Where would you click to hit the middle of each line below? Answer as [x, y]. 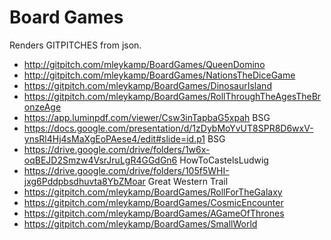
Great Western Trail [188, 181]
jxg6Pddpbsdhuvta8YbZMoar [84, 181]
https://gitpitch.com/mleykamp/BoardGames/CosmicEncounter [153, 202]
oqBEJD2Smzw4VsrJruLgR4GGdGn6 [100, 160]
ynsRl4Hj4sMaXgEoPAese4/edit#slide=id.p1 [114, 138]
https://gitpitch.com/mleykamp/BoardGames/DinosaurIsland [147, 85]
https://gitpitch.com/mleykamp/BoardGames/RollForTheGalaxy [153, 192]
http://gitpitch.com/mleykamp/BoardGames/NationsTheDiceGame [159, 75]
